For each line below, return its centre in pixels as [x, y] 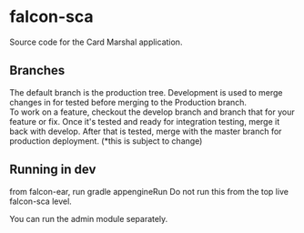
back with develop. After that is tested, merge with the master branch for [146, 131]
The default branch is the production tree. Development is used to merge [146, 92]
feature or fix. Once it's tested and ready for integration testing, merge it [145, 121]
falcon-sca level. [41, 201]
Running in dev [53, 170]
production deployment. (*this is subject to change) [106, 141]
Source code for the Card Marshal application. [96, 42]
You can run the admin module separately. [89, 218]
